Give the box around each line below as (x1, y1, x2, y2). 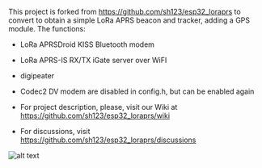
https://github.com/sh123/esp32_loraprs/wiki (19, 111, 171, 120)
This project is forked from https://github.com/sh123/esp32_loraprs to (8, 7, 241, 16)
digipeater (19, 71, 55, 80)
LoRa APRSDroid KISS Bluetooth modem (19, 40, 155, 49)
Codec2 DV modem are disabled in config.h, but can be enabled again (19, 86, 255, 96)
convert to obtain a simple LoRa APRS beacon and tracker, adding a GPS (8, 15, 251, 25)
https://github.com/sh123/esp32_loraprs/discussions (19, 135, 196, 145)
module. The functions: (8, 24, 87, 33)
